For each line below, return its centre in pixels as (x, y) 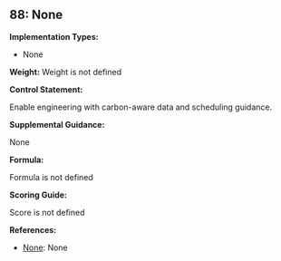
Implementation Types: (54, 36)
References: (33, 229)
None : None (45, 247)
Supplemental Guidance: (57, 124)
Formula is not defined (51, 177)
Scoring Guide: (39, 195)
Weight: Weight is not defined (66, 72)
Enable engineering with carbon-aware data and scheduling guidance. (141, 107)
